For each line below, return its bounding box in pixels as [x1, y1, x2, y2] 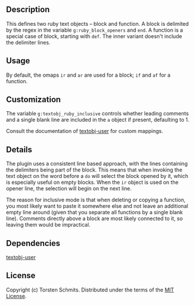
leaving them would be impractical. [6, 221, 91, 228]
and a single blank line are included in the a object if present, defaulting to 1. [6, 116, 190, 124]
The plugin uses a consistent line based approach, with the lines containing [6, 160, 188, 167]
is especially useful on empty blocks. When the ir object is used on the [6, 179, 179, 186]
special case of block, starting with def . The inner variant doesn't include [6, 32, 183, 40]
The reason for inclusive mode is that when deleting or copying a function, [6, 196, 186, 204]
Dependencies [6, 238, 60, 248]
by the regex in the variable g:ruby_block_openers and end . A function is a [6, 26, 183, 33]
